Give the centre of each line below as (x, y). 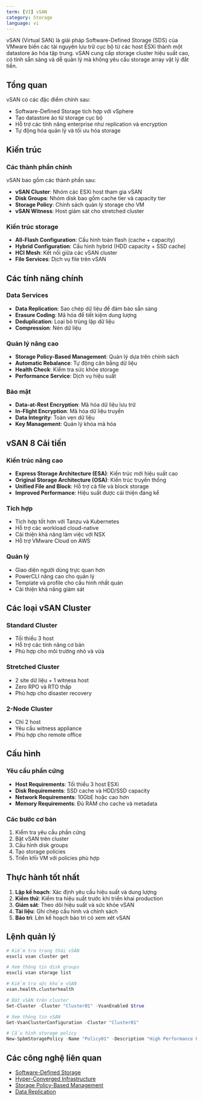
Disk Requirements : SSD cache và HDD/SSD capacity (82, 791)
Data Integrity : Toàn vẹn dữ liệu (55, 417)
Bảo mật (19, 392)
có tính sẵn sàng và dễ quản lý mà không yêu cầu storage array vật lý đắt (98, 60)
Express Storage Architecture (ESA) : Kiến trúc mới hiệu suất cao (96, 474)
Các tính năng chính (45, 278)
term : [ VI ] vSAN (27, 12)
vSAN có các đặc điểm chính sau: (48, 100)
